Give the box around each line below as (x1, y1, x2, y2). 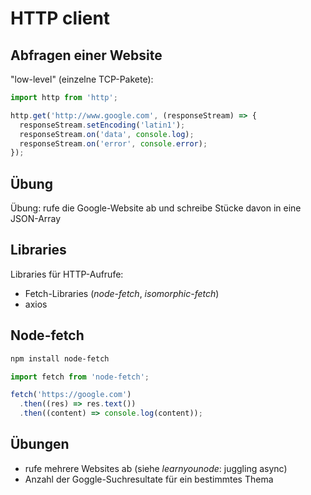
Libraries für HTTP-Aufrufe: (10, 268, 124, 280)
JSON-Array (10, 213, 62, 225)
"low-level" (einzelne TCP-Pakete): (10, 73, 154, 85)
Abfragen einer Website (10, 47, 163, 64)
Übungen (10, 436, 70, 453)
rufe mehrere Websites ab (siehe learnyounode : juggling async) (24, 462, 288, 474)
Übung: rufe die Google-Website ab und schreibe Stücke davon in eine (10, 202, 302, 214)
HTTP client (10, 7, 111, 30)
